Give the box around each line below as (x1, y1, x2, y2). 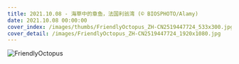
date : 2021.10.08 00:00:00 (7, 17, 87, 24)
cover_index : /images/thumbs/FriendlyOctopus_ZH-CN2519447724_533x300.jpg (7, 23, 234, 30)
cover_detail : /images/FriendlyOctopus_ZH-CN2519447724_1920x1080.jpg (7, 30, 221, 37)
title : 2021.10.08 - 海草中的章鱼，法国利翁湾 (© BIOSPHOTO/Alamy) (7, 10, 199, 18)
